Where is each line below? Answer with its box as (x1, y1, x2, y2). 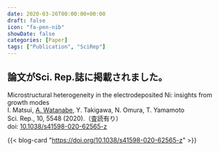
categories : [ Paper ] (7, 37, 69, 44)
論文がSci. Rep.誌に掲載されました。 (7, 72, 168, 84)
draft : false (7, 17, 46, 24)
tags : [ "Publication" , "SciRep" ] (7, 43, 106, 50)
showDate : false (7, 30, 55, 38)
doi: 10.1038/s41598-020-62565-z (7, 122, 107, 130)
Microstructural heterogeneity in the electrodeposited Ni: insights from (7, 90, 213, 99)
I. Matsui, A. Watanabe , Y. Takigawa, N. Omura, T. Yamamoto (7, 106, 185, 114)
